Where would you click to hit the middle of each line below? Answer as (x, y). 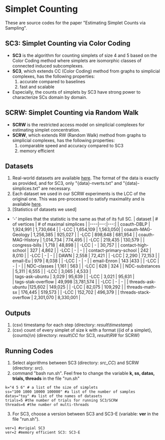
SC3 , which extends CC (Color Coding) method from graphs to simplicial (86, 71)
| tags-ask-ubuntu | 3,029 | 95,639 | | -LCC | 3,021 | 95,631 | (73, 276)
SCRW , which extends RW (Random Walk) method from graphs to (79, 135)
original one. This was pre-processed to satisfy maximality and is (78, 199)
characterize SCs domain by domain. (50, 97)
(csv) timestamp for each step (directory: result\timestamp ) (72, 325)
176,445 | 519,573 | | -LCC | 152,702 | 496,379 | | (70, 292)
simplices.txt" (26, 189)
